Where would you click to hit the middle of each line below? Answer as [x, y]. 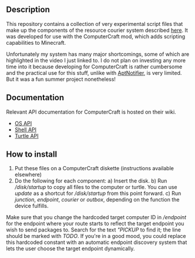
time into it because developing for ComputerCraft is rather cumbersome [94, 67]
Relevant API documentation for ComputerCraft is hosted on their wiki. [91, 112]
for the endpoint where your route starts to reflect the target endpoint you [95, 224]
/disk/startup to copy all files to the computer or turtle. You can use [96, 187]
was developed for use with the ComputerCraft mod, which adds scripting [96, 36]
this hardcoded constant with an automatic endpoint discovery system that [97, 242]
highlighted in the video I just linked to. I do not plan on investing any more [96, 60]
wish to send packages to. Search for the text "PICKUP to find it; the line [93, 230]
